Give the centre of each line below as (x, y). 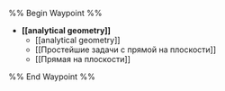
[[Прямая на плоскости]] (83, 59)
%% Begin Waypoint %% (55, 13)
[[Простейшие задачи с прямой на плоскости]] (126, 50)
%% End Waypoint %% (52, 77)
